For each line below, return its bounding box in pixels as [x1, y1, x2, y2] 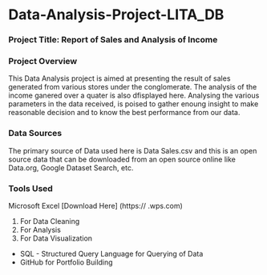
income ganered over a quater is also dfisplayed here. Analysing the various [8, 90, 260, 101]
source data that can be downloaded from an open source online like [8, 154, 237, 164]
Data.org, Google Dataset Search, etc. [8, 162, 134, 173]
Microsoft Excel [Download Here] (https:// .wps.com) [8, 201, 183, 210]
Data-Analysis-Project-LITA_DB [8, 6, 225, 24]
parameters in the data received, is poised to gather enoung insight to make [8, 99, 259, 109]
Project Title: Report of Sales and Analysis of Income [8, 34, 218, 46]
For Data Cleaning [19, 217, 80, 225]
